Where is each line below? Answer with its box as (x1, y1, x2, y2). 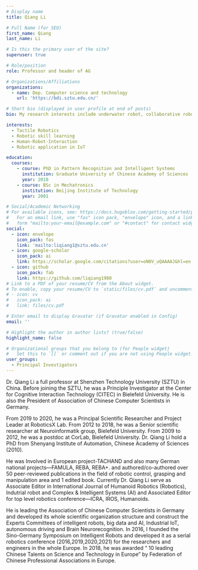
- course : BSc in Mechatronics (16, 182, 94, 188)
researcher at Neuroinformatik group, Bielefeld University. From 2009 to (6, 427, 181, 434)
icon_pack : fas (16, 237, 54, 243)
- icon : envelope (11, 231, 54, 237)
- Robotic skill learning (11, 133, 75, 139)
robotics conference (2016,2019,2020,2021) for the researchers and (6, 538, 171, 545)
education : (6, 155, 33, 161)
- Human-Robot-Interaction (11, 138, 78, 145)
